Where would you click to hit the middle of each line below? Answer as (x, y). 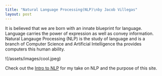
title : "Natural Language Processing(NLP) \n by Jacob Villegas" (71, 10)
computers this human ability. (35, 49)
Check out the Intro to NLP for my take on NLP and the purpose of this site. (81, 68)
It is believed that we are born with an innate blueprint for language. (74, 28)
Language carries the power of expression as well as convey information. (80, 33)
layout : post (18, 14)
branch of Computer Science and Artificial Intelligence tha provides (73, 44)
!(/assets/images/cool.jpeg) (33, 58)
